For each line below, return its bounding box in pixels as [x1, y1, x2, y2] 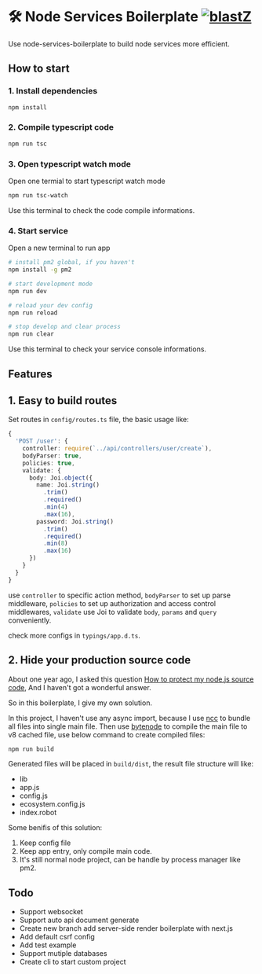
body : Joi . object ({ [28, 474, 93, 482]
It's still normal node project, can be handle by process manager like [19, 855, 241, 865]
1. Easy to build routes [8, 394, 118, 407]
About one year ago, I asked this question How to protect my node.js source [8, 674, 254, 684]
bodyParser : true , [22, 451, 82, 460]
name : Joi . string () [36, 481, 100, 489]
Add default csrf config [19, 932, 96, 942]
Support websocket [19, 907, 84, 917]
